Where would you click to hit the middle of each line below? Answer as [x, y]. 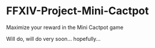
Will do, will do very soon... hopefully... [53, 39]
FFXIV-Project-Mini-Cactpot [78, 11]
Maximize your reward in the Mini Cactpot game [65, 27]
